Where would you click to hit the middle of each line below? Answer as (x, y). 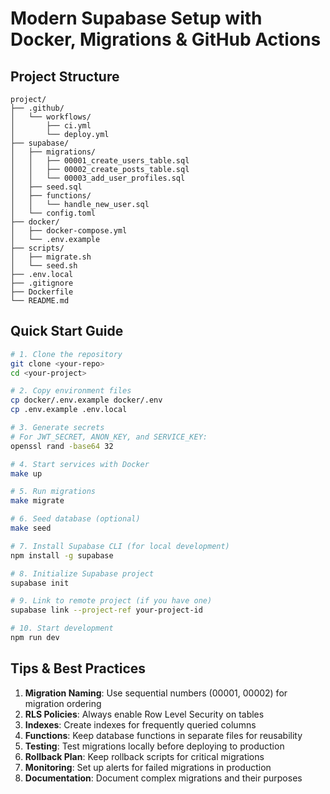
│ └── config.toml (53, 213)
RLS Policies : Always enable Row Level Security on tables (144, 714)
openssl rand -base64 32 (62, 446)
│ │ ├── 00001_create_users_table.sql (100, 161)
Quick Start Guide (67, 331)
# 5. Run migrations (53, 492)
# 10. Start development (62, 628)
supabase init (40, 583)
